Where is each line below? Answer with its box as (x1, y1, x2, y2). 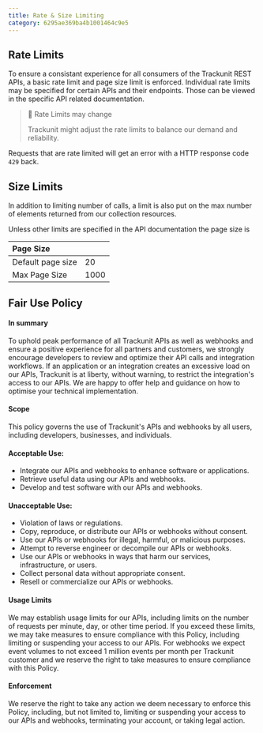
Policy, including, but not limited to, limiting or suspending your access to (8, 707, 246, 716)
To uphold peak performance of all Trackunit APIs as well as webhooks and (8, 336, 254, 345)
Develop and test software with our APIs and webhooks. (19, 483, 203, 492)
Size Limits (8, 179, 63, 194)
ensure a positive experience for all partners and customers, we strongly (8, 344, 245, 354)
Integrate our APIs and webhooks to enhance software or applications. (19, 466, 250, 476)
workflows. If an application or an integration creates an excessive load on (8, 361, 250, 370)
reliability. (27, 133, 59, 143)
